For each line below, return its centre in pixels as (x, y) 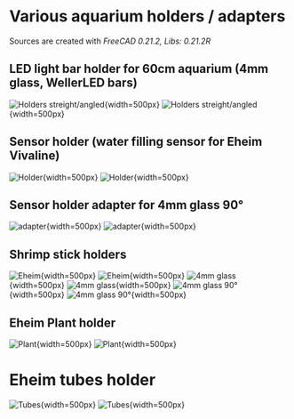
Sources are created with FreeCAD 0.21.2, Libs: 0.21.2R (110, 41)
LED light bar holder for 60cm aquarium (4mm (139, 69)
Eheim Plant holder (63, 322)
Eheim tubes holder (83, 380)
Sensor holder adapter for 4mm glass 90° (127, 205)
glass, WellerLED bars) (73, 83)
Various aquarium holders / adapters (147, 16)
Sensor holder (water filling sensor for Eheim (136, 142)
